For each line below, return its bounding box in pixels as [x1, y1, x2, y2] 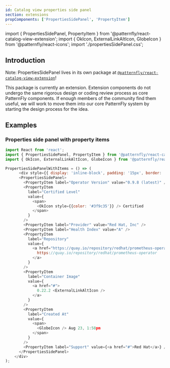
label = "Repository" [27, 236, 69, 242]
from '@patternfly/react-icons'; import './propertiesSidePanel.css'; [5, 41, 144, 48]
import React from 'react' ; [5, 147, 65, 152]
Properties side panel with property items [5, 136, 110, 143]
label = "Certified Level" [27, 189, 80, 195]
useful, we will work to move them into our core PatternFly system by [5, 101, 150, 107]
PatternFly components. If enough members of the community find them [5, 96, 156, 102]
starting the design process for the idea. [5, 106, 89, 112]
